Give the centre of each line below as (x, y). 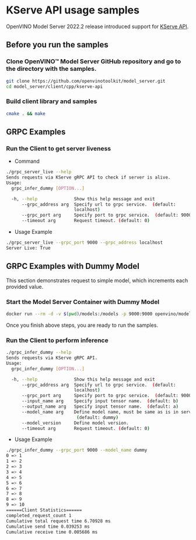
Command (27, 161)
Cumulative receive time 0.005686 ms (52, 532)
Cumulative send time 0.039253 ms (48, 527)
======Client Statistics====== (44, 510)
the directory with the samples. (51, 69)
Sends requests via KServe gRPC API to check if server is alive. (88, 177)
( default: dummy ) (97, 417)
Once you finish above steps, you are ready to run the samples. (82, 325)
